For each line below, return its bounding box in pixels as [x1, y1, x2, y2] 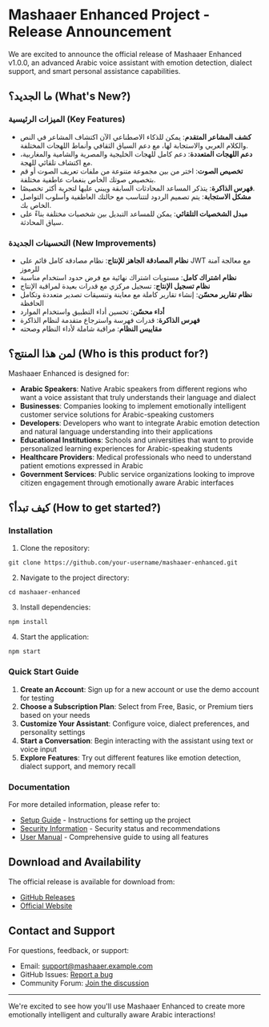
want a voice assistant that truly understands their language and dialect [19, 392, 256, 402]
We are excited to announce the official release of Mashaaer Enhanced [8, 49, 243, 59]
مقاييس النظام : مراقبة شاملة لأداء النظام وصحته [19, 324, 163, 333]
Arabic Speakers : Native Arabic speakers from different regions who [19, 384, 247, 393]
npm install [8, 618, 48, 626]
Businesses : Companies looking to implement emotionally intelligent [19, 401, 247, 410]
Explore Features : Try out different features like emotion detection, [19, 752, 242, 762]
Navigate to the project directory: [19, 573, 130, 583]
